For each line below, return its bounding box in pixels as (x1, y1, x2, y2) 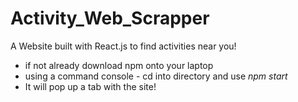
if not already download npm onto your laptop (24, 59, 214, 71)
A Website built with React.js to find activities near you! (10, 40, 237, 52)
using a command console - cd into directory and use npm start (24, 70, 288, 82)
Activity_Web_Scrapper (10, 7, 210, 30)
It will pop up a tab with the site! (24, 80, 157, 92)
